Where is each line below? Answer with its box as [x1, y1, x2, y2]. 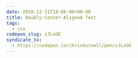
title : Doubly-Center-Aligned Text [6, 14, 97, 21]
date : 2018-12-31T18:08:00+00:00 [6, 8, 91, 15]
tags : [6, 20, 20, 26]
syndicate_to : [6, 37, 43, 43]
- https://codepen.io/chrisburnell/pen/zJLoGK [12, 43, 132, 49]
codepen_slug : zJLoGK [6, 31, 61, 37]
